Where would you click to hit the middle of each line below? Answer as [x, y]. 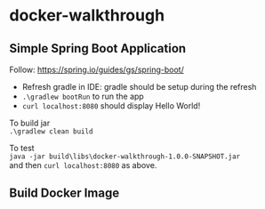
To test [22, 148]
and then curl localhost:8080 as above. [83, 165]
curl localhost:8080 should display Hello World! [111, 106]
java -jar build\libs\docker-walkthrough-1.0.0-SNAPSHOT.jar [125, 157]
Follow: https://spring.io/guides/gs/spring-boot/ [96, 69]
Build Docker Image [64, 193]
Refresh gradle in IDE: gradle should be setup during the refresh [139, 87]
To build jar [30, 123]
